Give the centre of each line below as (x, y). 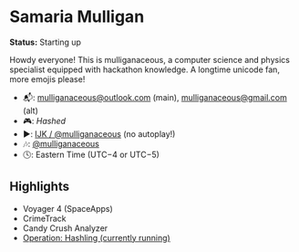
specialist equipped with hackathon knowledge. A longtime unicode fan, (145, 69)
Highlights (40, 187)
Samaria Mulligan (77, 17)
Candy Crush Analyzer (65, 228)
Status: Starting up (46, 42)
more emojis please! (47, 79)
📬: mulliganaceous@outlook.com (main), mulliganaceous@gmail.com (155, 97)
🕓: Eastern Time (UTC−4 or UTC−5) (91, 154)
